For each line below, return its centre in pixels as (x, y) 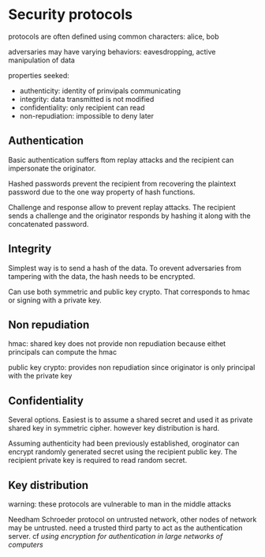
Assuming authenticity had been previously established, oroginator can (124, 443)
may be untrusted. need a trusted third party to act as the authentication (125, 528)
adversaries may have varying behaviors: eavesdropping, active (112, 51)
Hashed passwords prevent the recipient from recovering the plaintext (122, 183)
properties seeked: (39, 75)
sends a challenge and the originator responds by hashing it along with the (129, 216)
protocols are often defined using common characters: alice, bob (114, 36)
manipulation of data (41, 60)
